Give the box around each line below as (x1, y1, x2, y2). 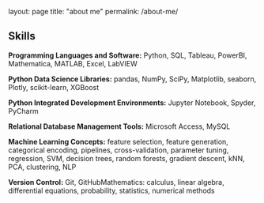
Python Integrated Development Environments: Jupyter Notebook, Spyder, (8, 98, 256, 107)
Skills (8, 29, 36, 43)
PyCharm (8, 106, 39, 115)
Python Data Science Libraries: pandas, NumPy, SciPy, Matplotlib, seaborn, (8, 74, 257, 84)
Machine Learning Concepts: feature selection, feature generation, (8, 137, 229, 146)
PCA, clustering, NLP (8, 162, 77, 171)
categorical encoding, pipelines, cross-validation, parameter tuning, (8, 145, 229, 155)
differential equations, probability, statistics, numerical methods (8, 186, 215, 195)
